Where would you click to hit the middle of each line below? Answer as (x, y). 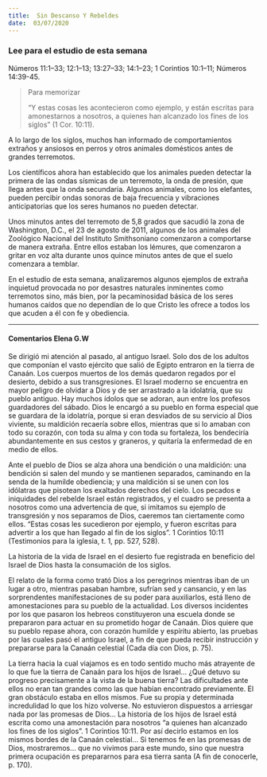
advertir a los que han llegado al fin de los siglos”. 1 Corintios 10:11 (116, 533)
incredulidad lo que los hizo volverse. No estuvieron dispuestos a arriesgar (131, 706)
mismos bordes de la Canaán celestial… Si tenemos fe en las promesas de (130, 740)
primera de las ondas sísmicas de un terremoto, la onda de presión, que (126, 181)
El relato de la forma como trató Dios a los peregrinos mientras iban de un (129, 580)
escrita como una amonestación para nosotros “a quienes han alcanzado (128, 722)
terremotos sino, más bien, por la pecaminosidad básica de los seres (121, 296)
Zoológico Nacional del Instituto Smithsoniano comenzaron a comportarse (130, 238)
